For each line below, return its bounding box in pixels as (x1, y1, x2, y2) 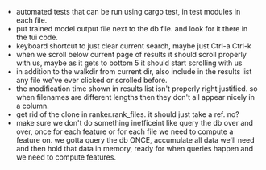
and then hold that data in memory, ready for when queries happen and (15, 144, 254, 153)
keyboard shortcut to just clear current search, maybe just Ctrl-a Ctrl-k (15, 41, 251, 51)
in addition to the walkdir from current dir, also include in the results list (15, 67, 252, 76)
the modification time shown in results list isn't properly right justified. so (15, 84, 258, 93)
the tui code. (15, 32, 59, 42)
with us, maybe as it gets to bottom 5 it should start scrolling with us (15, 58, 243, 68)
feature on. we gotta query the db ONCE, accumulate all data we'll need (15, 135, 256, 144)
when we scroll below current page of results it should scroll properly (15, 50, 247, 59)
